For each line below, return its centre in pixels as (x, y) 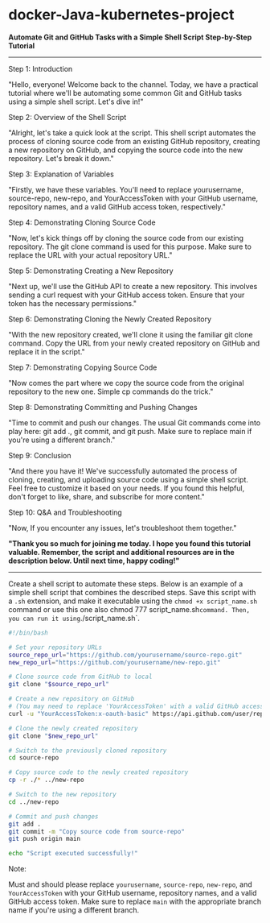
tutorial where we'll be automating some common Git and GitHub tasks (125, 93)
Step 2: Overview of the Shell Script (67, 117)
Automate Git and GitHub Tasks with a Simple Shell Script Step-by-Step (130, 37)
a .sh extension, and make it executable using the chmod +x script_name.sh (133, 601)
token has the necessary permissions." (73, 303)
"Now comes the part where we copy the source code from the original (126, 383)
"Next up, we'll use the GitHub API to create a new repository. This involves (133, 286)
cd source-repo (34, 758)
